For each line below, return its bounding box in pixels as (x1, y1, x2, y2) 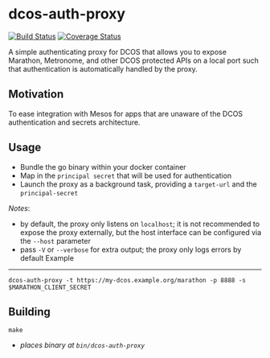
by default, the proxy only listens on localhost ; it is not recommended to (19, 219, 260, 228)
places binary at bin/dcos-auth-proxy (19, 340, 145, 350)
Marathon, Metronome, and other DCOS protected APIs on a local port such (8, 56, 260, 65)
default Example (19, 253, 75, 262)
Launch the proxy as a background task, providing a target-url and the (19, 179, 257, 189)
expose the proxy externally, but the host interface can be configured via (19, 227, 262, 237)
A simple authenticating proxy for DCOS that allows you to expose (8, 47, 227, 56)
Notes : (8, 203, 31, 213)
